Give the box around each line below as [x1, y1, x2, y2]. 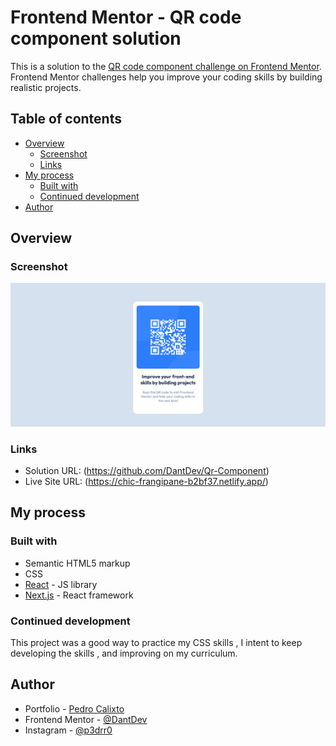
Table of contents [10, 111, 122, 128]
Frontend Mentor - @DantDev [24, 713, 148, 725]
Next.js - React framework [24, 589, 134, 601]
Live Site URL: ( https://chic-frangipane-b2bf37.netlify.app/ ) [24, 476, 269, 488]
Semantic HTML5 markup [24, 557, 131, 569]
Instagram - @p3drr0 [24, 724, 113, 736]
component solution [10, 27, 182, 50]
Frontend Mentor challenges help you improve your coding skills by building [10, 71, 323, 83]
